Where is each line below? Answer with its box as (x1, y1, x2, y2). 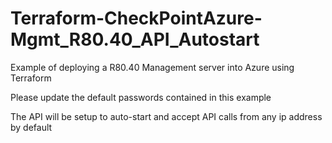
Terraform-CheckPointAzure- (10, 7, 263, 30)
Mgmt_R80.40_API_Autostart (10, 28, 260, 51)
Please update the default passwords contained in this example (10, 91, 272, 103)
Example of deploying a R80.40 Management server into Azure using (10, 61, 295, 73)
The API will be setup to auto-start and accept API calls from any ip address (10, 110, 323, 122)
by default (10, 121, 53, 133)
